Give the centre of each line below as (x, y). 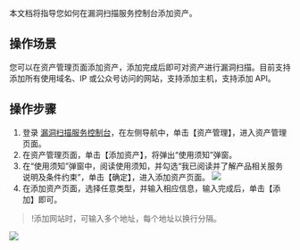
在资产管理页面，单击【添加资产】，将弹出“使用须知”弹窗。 (129, 154)
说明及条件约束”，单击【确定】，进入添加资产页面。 (116, 177)
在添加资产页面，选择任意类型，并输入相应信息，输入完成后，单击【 (147, 188)
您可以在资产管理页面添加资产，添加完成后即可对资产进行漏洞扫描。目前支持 (150, 67)
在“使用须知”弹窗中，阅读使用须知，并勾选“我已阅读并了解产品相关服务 (153, 166)
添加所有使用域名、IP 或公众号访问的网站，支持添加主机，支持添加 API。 (142, 78)
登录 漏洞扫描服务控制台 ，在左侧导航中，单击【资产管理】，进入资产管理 (154, 132)
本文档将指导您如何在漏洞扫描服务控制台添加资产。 (103, 13)
